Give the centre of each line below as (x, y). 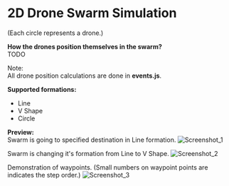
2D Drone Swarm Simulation (92, 13)
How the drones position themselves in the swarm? (85, 46)
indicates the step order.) (44, 175)
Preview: (21, 132)
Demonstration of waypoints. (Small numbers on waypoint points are (108, 167)
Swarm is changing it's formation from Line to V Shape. (88, 153)
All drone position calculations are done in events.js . (85, 76)
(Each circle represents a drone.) (55, 33)
